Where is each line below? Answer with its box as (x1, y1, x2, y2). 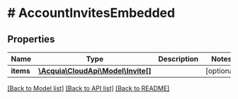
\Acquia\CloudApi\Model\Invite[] (38, 66, 152, 76)
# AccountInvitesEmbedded (7, 5, 176, 21)
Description (158, 54, 199, 64)
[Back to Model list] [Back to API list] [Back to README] (7, 84, 170, 93)
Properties (7, 33, 55, 45)
